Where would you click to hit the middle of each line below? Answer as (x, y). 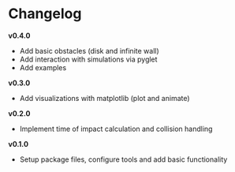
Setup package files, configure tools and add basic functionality (123, 159)
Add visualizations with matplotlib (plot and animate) (105, 98)
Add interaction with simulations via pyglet (88, 59)
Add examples (43, 67)
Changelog (45, 14)
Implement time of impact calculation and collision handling (116, 129)
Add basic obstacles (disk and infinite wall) (89, 50)
